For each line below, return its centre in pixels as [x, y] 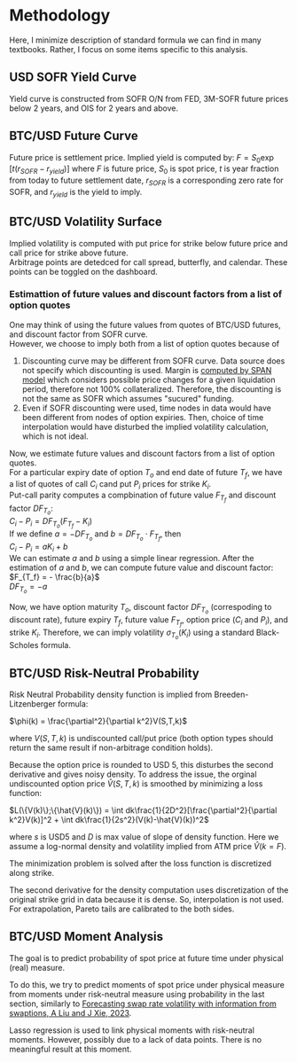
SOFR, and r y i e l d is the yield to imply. [76, 193]
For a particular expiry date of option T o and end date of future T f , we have [146, 473]
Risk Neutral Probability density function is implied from [111, 695]
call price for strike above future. [69, 253]
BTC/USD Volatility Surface [86, 222]
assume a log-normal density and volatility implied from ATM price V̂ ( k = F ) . [148, 847]
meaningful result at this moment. [70, 1049]
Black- [268, 633]
